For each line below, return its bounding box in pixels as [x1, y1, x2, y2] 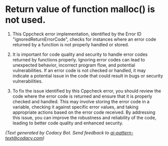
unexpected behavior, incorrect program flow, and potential [12, 62, 135, 68]
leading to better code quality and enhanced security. [12, 120, 124, 126]
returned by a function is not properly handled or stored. [12, 41, 129, 47]
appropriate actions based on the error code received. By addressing [12, 109, 155, 115]
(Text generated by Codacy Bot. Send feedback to [5, 129, 109, 135]
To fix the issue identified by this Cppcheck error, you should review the [12, 88, 161, 94]
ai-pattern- [110, 129, 134, 135]
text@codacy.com [5, 135, 43, 141]
